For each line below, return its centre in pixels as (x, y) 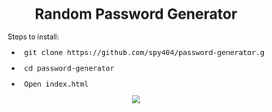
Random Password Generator (136, 14)
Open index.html (56, 84)
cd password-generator (69, 68)
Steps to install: (33, 37)
